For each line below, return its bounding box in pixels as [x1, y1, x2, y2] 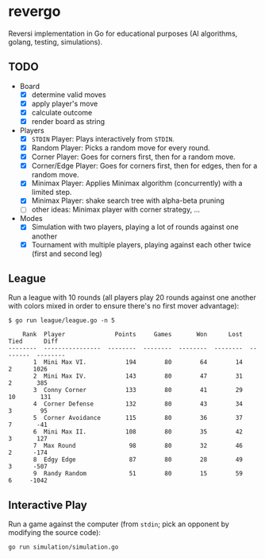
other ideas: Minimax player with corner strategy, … [31, 205, 201, 215]
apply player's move [31, 99, 98, 108]
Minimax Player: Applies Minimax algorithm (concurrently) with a [31, 178, 243, 188]
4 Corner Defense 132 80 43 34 [33, 400, 244, 408]
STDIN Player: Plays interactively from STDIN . [31, 134, 175, 143]
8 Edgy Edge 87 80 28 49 [33, 456, 244, 464]
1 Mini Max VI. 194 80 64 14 [33, 359, 244, 367]
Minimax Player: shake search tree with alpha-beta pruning [31, 196, 225, 205]
